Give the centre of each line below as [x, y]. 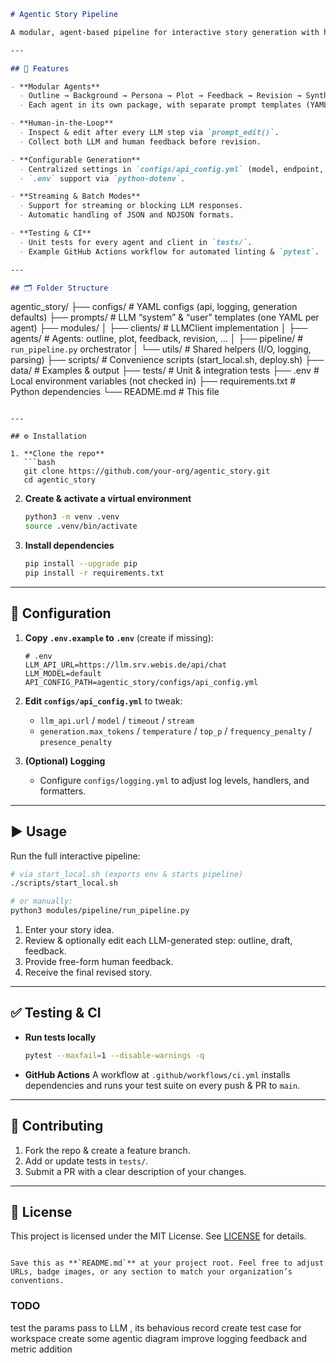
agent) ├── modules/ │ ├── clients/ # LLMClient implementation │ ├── [159, 328]
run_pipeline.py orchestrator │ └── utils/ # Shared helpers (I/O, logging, [161, 349]
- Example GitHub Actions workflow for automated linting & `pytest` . [169, 251]
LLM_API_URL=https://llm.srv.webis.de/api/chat [125, 665]
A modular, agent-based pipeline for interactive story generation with [165, 32]
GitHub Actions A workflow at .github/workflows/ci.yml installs [157, 1074]
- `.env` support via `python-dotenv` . [102, 178]
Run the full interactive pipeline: [75, 856]
